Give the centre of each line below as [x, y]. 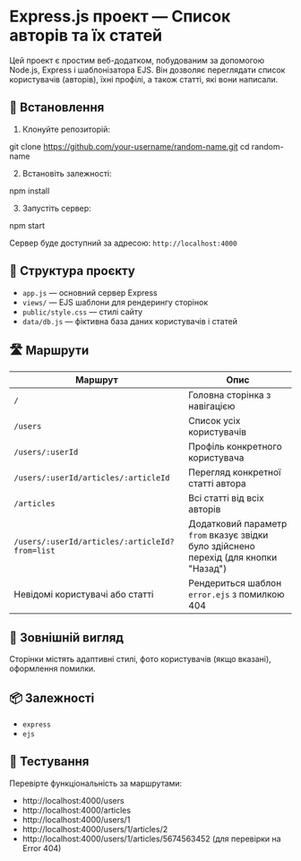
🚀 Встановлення [57, 108]
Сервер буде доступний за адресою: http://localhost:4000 [123, 243]
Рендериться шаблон [235, 583]
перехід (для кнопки [232, 557]
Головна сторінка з [229, 395]
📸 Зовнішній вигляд [66, 637]
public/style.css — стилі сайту [82, 312]
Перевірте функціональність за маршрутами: [96, 783]
